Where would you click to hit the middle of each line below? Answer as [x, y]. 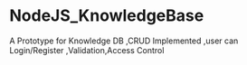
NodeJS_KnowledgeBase [107, 16]
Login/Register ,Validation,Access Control [87, 50]
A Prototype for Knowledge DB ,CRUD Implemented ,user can [124, 41]
